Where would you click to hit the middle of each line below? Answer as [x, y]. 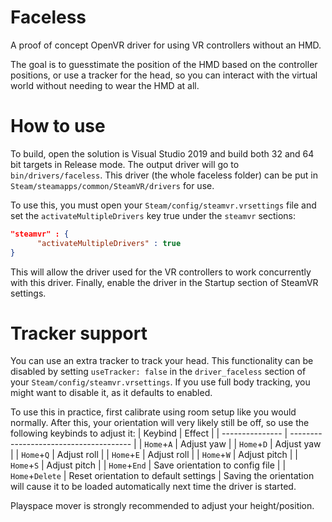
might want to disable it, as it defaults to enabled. [111, 393]
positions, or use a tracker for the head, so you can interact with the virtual [164, 75]
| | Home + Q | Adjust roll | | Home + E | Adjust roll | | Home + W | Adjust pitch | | [154, 455]
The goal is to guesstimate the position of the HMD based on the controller [164, 64]
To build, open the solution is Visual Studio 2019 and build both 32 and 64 [162, 153]
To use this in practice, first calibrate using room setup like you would [153, 412]
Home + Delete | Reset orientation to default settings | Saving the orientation [162, 476]
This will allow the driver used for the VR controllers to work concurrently [161, 272]
